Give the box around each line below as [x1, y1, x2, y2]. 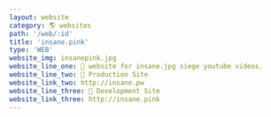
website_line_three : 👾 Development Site [9, 86, 161, 95]
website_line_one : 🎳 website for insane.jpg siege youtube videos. [9, 62, 264, 71]
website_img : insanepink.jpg [9, 54, 117, 62]
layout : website [9, 12, 69, 22]
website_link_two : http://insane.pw [9, 78, 144, 87]
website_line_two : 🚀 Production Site [9, 70, 149, 79]
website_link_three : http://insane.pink [9, 94, 161, 104]
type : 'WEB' [9, 46, 53, 55]
